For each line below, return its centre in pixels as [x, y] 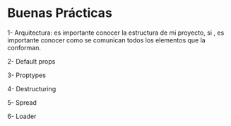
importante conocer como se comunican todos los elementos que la [107, 40]
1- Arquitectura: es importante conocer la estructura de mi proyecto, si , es [116, 33]
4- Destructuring [32, 88]
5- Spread [22, 102]
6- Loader [22, 116]
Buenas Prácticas [60, 13]
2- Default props [31, 61]
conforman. [24, 47]
